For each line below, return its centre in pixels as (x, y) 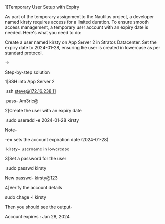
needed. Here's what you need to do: (43, 33)
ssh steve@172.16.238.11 (31, 91)
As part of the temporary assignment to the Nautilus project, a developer (80, 17)
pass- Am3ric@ (22, 101)
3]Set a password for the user (36, 159)
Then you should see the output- (39, 207)
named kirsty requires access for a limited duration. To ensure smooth (77, 22)
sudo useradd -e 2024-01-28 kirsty (42, 120)
